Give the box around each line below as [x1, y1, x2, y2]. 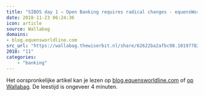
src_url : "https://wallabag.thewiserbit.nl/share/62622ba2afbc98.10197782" [6, 43, 202, 49]
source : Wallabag [6, 26, 50, 32]
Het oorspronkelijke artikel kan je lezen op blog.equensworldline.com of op [6, 77, 194, 84]
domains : [6, 32, 29, 38]
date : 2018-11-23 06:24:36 [6, 15, 75, 21]
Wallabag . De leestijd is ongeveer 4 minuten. [6, 83, 118, 90]
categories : [6, 54, 36, 60]
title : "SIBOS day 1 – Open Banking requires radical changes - [6, 9, 172, 15]
